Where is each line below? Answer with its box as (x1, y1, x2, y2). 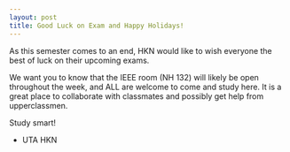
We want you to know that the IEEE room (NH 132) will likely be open (9, 72, 260, 82)
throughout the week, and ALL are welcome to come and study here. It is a (9, 81, 282, 92)
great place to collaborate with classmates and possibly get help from (9, 90, 264, 102)
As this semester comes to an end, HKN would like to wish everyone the (9, 45, 272, 56)
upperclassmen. (9, 100, 68, 110)
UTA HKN (21, 134, 58, 145)
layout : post (9, 12, 58, 22)
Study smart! (9, 117, 56, 128)
